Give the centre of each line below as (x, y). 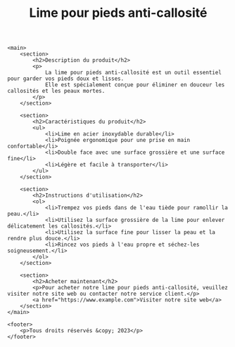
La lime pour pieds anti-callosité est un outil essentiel (133, 73)
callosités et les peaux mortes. (56, 91)
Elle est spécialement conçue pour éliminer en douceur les (135, 85)
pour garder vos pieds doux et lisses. (66, 79)
